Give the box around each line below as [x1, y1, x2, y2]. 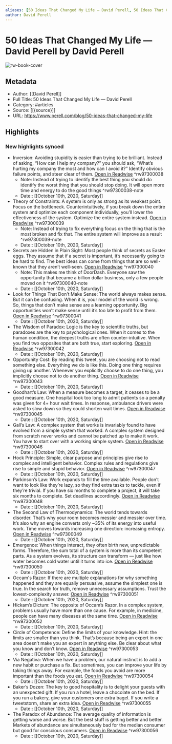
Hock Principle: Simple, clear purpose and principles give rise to [12, 454, 148, 461]
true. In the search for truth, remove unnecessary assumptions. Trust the [12, 585, 166, 592]
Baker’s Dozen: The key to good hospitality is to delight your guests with [12, 683, 165, 690]
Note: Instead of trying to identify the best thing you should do [20, 176, 152, 182]
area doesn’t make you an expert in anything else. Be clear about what [12, 640, 162, 646]
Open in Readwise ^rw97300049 [12, 531, 82, 537]
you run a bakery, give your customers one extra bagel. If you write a [12, 694, 159, 701]
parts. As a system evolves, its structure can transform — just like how [12, 552, 162, 559]
